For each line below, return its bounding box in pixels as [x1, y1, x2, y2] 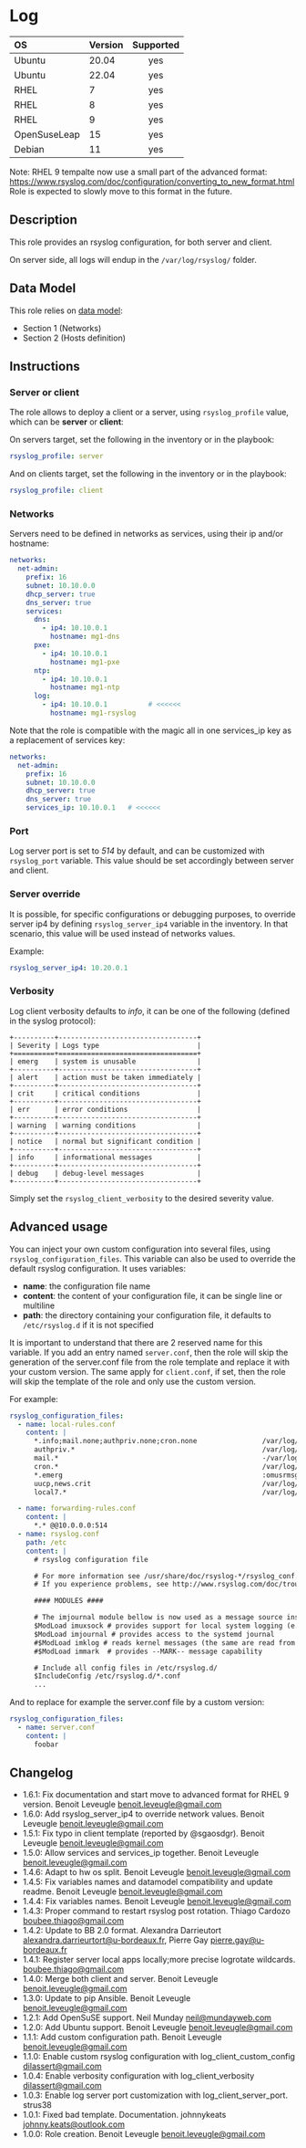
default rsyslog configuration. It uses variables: [9, 1263, 187, 1273]
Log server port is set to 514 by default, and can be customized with [9, 845, 266, 856]
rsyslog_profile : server [9, 452, 104, 461]
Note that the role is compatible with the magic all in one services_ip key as [9, 725, 292, 736]
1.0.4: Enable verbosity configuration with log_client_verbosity [22, 2070, 255, 2081]
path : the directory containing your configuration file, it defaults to [22, 1309, 271, 1320]
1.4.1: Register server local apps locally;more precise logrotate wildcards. [22, 1954, 296, 1965]
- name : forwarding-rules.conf [17, 1504, 137, 1514]
